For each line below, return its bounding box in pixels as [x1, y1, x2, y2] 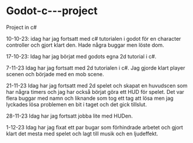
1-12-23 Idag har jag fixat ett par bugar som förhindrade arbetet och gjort [6, 123, 184, 131]
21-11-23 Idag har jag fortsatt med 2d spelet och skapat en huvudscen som [6, 82, 188, 89]
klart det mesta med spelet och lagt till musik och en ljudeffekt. [6, 130, 158, 137]
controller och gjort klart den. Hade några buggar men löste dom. [6, 41, 165, 48]
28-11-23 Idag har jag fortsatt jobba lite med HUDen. [6, 112, 133, 119]
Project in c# [6, 24, 37, 31]
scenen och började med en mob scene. [6, 70, 104, 77]
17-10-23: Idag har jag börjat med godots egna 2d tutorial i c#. [6, 53, 157, 60]
